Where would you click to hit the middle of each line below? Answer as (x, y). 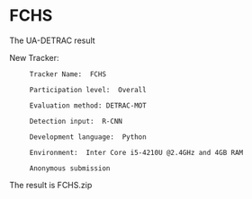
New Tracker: (35, 57)
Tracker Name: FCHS (67, 74)
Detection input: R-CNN (76, 121)
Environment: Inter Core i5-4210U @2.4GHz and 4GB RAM (136, 152)
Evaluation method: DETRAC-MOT (88, 105)
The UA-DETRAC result (53, 40)
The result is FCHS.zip (51, 185)
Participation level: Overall (88, 90)
